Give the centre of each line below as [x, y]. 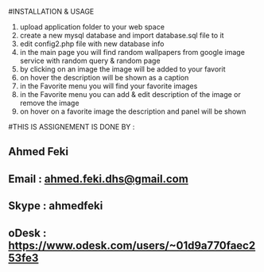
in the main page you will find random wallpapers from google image [132, 52]
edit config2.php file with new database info [92, 44]
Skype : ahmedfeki [56, 206]
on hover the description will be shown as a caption [104, 78]
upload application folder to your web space [92, 27]
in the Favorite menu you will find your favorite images [109, 86]
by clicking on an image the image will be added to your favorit [122, 69]
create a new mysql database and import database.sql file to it [122, 35]
